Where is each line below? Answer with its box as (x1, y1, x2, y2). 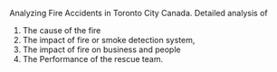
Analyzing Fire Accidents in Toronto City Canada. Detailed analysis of (9, 8, 269, 18)
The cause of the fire (22, 25, 101, 35)
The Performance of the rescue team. (22, 54, 164, 64)
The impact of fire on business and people (22, 44, 181, 55)
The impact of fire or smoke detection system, (22, 35, 196, 45)
